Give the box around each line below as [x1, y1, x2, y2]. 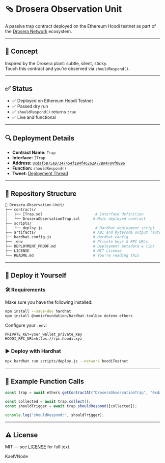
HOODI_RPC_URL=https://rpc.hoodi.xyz [5, 336, 82, 341]
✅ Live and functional [12, 114, 56, 120]
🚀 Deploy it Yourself [5, 271, 67, 280]
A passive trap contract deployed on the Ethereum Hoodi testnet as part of [5, 23, 156, 29]
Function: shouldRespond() [12, 165, 67, 171]
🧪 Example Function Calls [5, 377, 84, 386]
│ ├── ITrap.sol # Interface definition [5, 212, 144, 216]
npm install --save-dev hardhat [5, 309, 71, 314]
